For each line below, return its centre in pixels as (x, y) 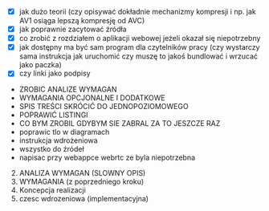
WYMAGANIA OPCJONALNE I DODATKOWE (92, 98)
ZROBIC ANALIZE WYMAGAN (68, 89)
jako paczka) (40, 65)
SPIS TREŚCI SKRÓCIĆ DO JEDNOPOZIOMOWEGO (104, 107)
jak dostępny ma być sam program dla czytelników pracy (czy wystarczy (139, 47)
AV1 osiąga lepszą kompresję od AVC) (82, 21)
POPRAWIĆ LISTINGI (54, 115)
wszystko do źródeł (52, 149)
